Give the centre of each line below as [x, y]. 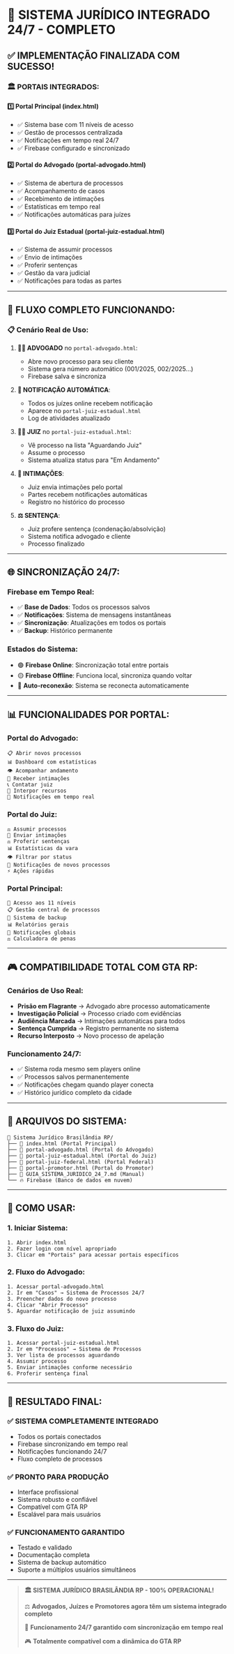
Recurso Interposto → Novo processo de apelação [91, 1036]
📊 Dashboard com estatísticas [52, 762]
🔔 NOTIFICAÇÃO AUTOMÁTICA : [64, 389]
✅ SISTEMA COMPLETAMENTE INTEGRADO [83, 1422]
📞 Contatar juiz [30, 785]
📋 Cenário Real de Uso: [48, 330]
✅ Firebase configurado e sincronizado [73, 148]
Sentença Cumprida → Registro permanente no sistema [98, 1028]
